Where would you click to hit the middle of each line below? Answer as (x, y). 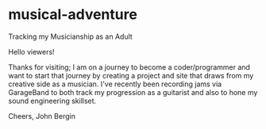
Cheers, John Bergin (42, 116)
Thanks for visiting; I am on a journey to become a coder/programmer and (129, 67)
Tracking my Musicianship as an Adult (70, 36)
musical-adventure (73, 15)
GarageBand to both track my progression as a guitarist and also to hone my (133, 92)
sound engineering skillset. (52, 101)
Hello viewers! (31, 51)
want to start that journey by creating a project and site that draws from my (131, 75)
